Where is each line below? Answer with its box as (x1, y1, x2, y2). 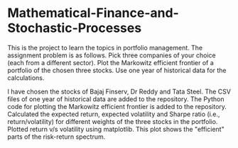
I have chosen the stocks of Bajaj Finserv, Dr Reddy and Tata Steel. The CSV (7, 87, 231, 96)
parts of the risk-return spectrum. (7, 132, 106, 141)
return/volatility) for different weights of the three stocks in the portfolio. (7, 117, 218, 125)
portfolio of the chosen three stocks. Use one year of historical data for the (7, 66, 227, 74)
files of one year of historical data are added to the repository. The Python (7, 94, 225, 103)
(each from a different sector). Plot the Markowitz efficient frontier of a (7, 58, 215, 67)
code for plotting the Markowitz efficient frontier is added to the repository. (7, 102, 227, 110)
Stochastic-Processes (7, 20, 142, 36)
